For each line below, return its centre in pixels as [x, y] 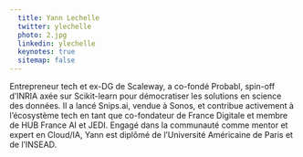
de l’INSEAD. [33, 144]
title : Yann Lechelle [59, 18]
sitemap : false [47, 60]
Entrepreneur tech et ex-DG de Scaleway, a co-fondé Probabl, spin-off [142, 86]
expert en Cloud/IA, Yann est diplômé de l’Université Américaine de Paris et [151, 135]
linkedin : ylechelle [57, 43]
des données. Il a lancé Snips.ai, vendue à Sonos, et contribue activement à [152, 105]
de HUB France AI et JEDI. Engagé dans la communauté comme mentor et [149, 125]
